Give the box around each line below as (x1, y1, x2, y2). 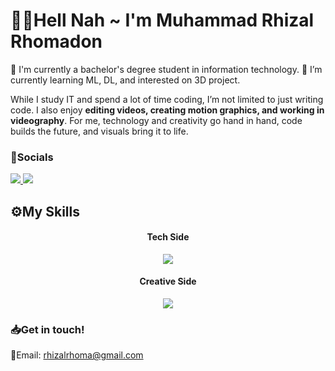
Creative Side (139, 275, 197, 288)
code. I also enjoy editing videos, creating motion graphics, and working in (10, 104, 325, 116)
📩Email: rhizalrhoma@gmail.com (10, 349, 144, 361)
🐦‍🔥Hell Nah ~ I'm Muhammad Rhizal (10, 9, 315, 32)
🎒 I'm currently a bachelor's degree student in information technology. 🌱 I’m (10, 63, 323, 75)
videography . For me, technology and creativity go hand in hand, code (10, 114, 303, 126)
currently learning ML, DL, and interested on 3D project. (10, 74, 241, 86)
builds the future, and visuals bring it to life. (10, 125, 189, 137)
